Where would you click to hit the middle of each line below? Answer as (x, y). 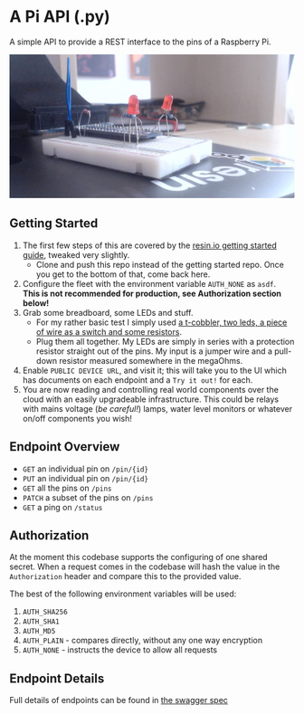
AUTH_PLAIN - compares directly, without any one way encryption (142, 641)
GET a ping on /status (62, 507)
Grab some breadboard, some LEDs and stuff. (108, 312)
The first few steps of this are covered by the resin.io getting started (150, 245)
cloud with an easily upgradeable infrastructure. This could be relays (150, 399)
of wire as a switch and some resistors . (109, 331)
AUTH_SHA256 (45, 613)
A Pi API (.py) (60, 17)
